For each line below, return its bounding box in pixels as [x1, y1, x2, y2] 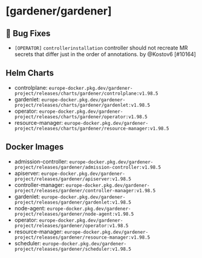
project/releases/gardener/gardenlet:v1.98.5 [14, 199, 131, 206]
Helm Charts [5, 68, 54, 78]
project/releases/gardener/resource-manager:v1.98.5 [14, 234, 151, 241]
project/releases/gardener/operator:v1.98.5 [14, 222, 129, 228]
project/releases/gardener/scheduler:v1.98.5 [14, 246, 131, 252]
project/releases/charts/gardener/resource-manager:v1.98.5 [14, 125, 169, 131]
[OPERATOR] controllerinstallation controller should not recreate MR [14, 44, 188, 51]
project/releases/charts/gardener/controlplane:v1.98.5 [14, 90, 158, 96]
